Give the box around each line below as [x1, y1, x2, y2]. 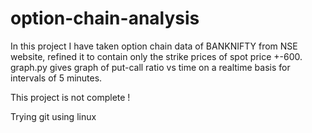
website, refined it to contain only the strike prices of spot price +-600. [10, 50, 303, 62]
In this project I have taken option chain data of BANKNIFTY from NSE [10, 40, 298, 52]
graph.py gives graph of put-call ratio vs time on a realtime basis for [10, 61, 291, 73]
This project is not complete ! [10, 91, 131, 103]
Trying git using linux [10, 110, 97, 122]
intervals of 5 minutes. [10, 72, 103, 84]
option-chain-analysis [10, 7, 200, 30]
